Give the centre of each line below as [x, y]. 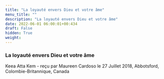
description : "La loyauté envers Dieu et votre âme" [62, 19]
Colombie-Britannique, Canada [37, 71]
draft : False [19, 28]
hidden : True [19, 33]
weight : [13, 38]
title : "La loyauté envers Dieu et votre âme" [55, 10]
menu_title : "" [21, 14]
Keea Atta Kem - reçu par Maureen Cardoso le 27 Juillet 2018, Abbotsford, [82, 66]
